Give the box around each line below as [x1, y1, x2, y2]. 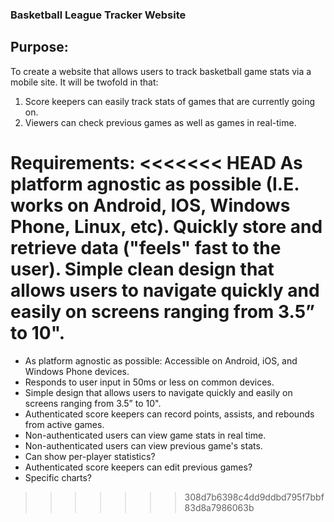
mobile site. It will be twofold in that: [10, 76, 159, 88]
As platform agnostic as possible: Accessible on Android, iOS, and [24, 354, 298, 367]
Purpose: [10, 39, 69, 56]
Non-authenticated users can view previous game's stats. [24, 439, 263, 452]
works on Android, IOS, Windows [10, 194, 291, 217]
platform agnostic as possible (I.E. [10, 173, 300, 195]
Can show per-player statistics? [24, 450, 156, 462]
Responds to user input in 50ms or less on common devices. [24, 376, 275, 388]
